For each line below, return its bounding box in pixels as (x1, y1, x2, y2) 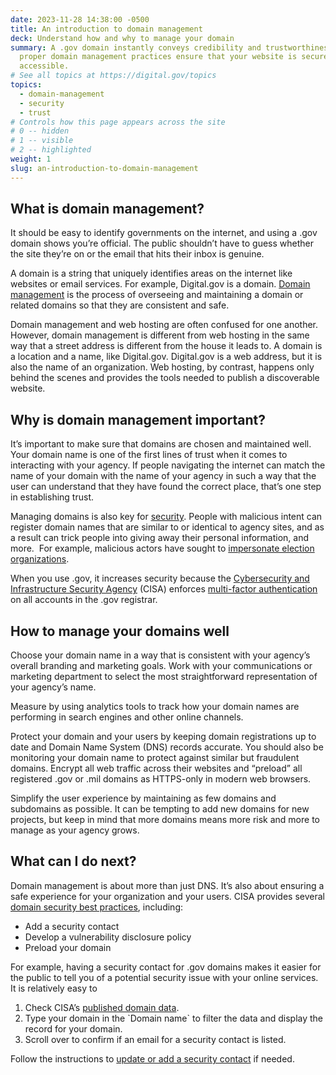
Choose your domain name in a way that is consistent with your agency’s (10, 649, 311, 661)
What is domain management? (10, 201, 205, 218)
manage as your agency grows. (10, 824, 140, 836)
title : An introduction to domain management (10, 24, 203, 34)
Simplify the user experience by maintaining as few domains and (10, 792, 277, 805)
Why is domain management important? (10, 411, 267, 428)
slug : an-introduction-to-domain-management (10, 163, 199, 173)
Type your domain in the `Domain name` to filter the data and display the (24, 1012, 324, 1024)
